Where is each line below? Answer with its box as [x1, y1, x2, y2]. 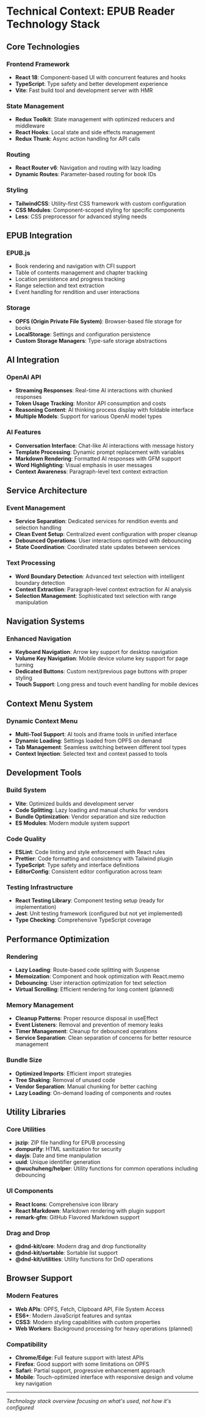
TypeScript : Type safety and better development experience [15, 80, 168, 87]
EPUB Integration [6, 231, 73, 241]
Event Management [6, 504, 66, 512]
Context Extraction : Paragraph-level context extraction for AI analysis [15, 586, 192, 593]
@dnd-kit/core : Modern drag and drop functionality [15, 1243, 146, 1250]
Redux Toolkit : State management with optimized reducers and [15, 116, 175, 123]
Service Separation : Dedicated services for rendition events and [15, 517, 178, 525]
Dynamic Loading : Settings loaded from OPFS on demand [15, 737, 162, 745]
